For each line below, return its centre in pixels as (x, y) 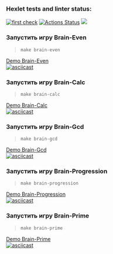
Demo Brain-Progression (36, 194)
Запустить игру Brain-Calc (46, 82)
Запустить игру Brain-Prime (48, 216)
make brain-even (40, 50)
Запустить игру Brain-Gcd (45, 126)
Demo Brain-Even (27, 61)
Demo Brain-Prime (28, 239)
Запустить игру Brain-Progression (57, 171)
